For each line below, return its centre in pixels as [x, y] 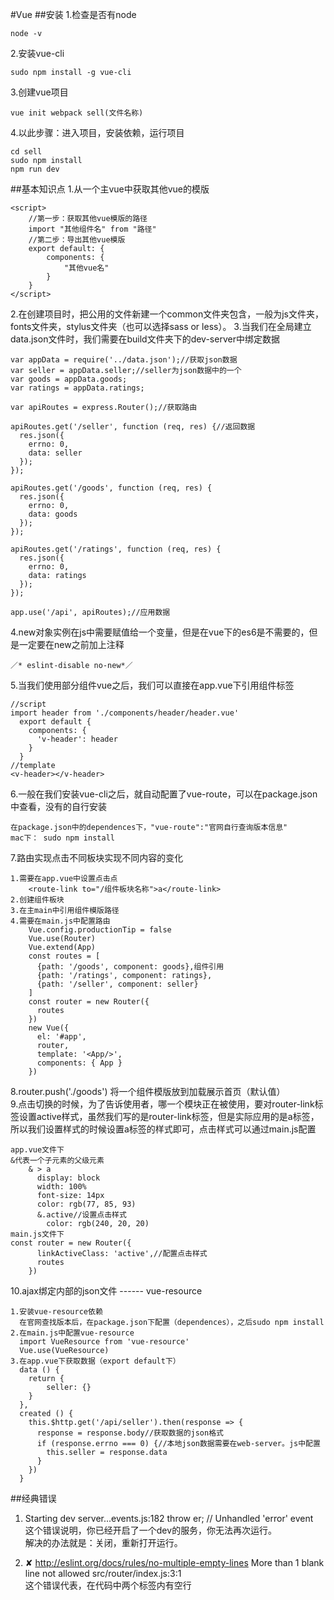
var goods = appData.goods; [69, 379]
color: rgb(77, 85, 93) [86, 1204]
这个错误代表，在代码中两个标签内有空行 [108, 1585]
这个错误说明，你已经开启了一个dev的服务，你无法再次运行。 [151, 1530]
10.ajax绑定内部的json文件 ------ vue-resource [106, 1291]
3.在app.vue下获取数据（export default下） [95, 1361]
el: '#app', [61, 1037]
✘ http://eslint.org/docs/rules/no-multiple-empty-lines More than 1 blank [174, 1562]
